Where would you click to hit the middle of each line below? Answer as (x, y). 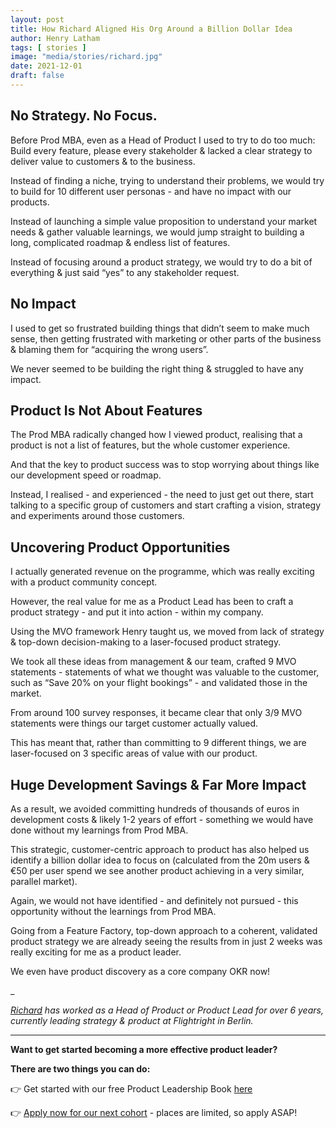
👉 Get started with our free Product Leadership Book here (131, 1088)
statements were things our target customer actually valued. (134, 723)
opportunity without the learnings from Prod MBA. (113, 911)
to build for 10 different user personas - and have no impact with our (151, 191)
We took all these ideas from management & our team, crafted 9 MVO (153, 662)
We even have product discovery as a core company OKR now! (140, 971)
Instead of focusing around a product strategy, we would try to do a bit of (161, 262)
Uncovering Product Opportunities (120, 547)
